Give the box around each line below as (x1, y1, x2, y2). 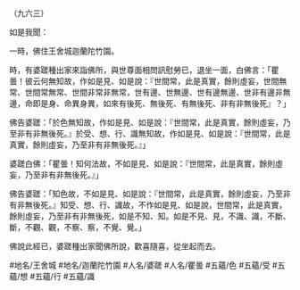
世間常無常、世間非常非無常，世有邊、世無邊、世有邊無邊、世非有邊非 (24, 87, 283, 97)
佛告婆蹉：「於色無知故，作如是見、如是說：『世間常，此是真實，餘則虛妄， (9, 117, 283, 128)
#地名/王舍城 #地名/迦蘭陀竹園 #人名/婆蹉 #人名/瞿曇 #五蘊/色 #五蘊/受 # (9, 260, 278, 270)
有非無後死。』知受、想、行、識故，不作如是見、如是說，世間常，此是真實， (9, 200, 287, 210)
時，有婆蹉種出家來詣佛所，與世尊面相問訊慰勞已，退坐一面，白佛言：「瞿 (9, 65, 279, 75)
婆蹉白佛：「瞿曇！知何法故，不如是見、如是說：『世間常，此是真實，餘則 (9, 159, 275, 169)
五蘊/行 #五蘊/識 (34, 271, 96, 281)
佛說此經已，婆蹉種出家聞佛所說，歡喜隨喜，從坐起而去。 (9, 241, 221, 252)
